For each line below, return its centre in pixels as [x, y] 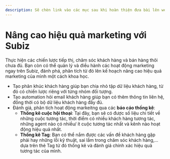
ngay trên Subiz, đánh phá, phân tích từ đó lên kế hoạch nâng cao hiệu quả [83, 71]
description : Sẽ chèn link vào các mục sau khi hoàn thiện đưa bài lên [82, 10]
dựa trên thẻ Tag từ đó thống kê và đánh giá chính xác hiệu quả [86, 145]
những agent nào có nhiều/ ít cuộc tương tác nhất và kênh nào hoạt [90, 124]
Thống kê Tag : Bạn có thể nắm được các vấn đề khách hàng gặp [88, 135]
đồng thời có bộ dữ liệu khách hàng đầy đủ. [58, 102]
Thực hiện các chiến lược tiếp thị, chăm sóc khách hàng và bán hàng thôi [81, 60]
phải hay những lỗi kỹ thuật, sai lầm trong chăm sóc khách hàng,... [89, 140]
